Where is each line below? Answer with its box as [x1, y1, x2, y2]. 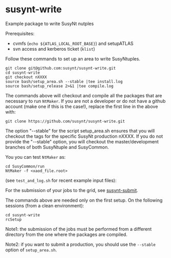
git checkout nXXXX [5, 74, 47, 80]
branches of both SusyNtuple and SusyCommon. [5, 144, 109, 150]
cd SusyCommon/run [5, 164, 45, 169]
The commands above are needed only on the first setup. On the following [5, 197, 163, 203]
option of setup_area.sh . [5, 247, 58, 253]
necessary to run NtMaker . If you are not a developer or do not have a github [5, 98, 166, 104]
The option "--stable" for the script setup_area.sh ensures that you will [5, 127, 155, 134]
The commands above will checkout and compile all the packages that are [5, 92, 162, 98]
